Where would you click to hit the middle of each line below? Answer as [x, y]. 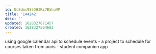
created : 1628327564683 [29, 28]
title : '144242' [22, 14]
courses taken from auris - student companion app [56, 47]
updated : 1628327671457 [29, 23]
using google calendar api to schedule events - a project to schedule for [78, 41]
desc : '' [14, 18]
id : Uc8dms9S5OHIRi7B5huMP [33, 9]
